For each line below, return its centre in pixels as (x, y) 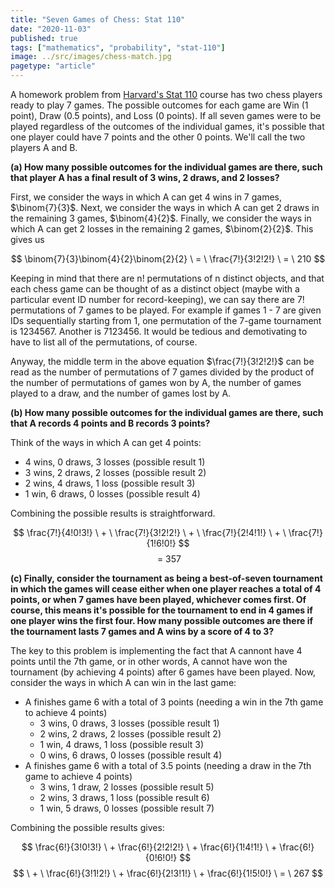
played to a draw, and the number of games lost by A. (121, 393)
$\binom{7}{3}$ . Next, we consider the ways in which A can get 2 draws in (165, 207)
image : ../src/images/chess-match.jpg (91, 57)
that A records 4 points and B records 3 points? (110, 423)
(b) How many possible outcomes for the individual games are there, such (167, 412)
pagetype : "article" (53, 66)
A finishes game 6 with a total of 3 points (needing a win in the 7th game (174, 702)
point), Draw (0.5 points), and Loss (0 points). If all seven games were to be (166, 115)
